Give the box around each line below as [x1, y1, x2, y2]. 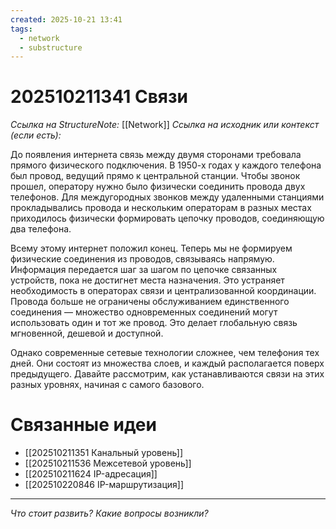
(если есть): [10, 129, 62, 141]
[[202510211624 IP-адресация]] [24, 468, 158, 480]
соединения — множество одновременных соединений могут [10, 306, 278, 318]
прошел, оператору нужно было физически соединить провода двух [10, 181, 306, 193]
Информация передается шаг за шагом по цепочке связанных [10, 264, 278, 276]
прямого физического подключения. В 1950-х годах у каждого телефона [10, 159, 322, 171]
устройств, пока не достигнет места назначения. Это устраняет [10, 274, 285, 286]
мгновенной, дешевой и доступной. [10, 327, 164, 340]
